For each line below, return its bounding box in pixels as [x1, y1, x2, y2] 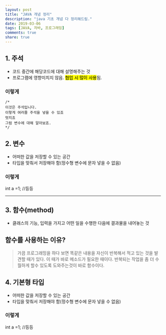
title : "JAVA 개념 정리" [5, 12, 52, 17]
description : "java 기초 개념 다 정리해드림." [5, 16, 92, 21]
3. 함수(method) [5, 206, 54, 214]
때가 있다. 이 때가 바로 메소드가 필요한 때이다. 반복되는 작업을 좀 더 [26, 256, 154, 262]
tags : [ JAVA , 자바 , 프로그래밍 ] [5, 26, 65, 31]
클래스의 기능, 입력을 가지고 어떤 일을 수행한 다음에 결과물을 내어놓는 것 [12, 220, 150, 226]
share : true [5, 35, 30, 40]
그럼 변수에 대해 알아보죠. [5, 121, 51, 126]
